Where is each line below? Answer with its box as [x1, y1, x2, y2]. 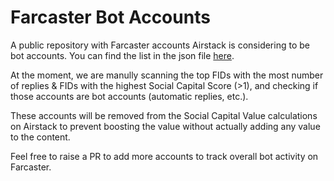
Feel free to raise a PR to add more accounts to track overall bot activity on [10, 150, 319, 162]
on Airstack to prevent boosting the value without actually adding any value [10, 120, 321, 132]
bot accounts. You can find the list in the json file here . [10, 49, 235, 61]
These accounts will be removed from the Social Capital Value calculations [10, 109, 318, 121]
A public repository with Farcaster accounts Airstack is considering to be [10, 39, 310, 51]
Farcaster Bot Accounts [10, 6, 211, 29]
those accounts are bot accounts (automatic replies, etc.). [10, 90, 249, 102]
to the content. [10, 131, 71, 143]
